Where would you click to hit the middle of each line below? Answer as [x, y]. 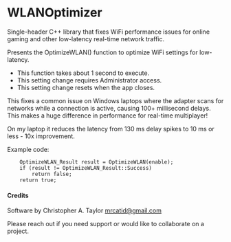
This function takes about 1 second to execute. [83, 73]
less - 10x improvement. [41, 136]
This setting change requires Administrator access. [89, 80]
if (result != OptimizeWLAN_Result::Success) [86, 168]
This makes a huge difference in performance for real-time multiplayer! [108, 115]
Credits [18, 195]
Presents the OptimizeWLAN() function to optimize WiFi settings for [102, 52]
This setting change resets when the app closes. [86, 87]
